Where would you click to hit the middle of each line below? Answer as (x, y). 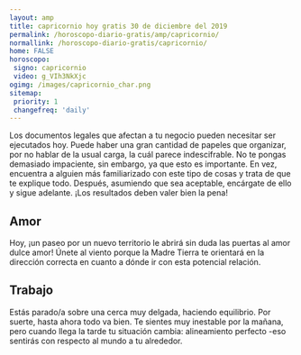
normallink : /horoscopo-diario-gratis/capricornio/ (108, 43)
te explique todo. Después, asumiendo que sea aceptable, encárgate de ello (150, 183)
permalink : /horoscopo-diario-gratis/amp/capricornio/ (114, 34)
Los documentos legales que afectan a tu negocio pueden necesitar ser (143, 135)
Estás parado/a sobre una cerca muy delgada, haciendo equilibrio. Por (140, 312)
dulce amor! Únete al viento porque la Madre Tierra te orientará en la (137, 252)
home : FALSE (32, 51)
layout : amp (32, 18)
